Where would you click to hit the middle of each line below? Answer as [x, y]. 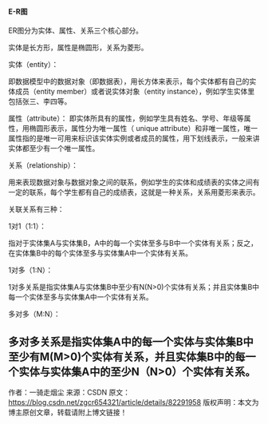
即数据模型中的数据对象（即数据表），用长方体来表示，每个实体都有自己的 [129, 81]
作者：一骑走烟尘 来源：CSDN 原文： [69, 392]
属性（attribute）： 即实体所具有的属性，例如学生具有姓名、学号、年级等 [126, 118]
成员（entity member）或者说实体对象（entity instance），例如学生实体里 [135, 92]
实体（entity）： [33, 65]
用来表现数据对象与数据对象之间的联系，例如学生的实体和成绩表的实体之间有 [134, 182]
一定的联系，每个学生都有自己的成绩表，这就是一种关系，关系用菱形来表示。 [134, 192]
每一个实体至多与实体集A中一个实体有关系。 [81, 297]
